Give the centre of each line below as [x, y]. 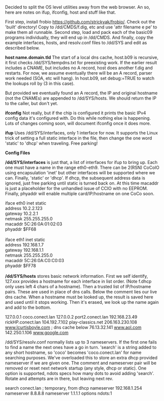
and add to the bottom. [28, 307]
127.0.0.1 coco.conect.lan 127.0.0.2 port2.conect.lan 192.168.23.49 [71, 317]
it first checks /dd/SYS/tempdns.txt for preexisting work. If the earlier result [81, 63]
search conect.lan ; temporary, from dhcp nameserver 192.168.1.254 [74, 388]
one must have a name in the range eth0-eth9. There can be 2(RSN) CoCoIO [82, 167]
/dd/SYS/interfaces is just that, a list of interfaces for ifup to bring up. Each [81, 162]
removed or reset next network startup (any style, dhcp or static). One [76, 368]
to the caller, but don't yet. [32, 103]
